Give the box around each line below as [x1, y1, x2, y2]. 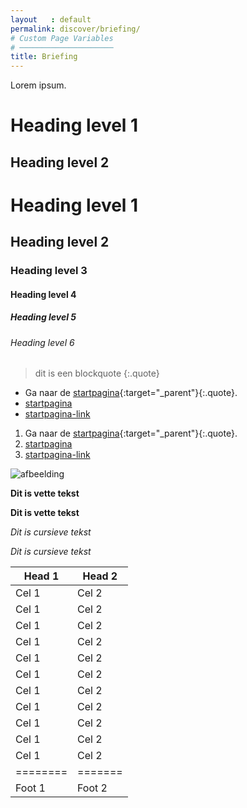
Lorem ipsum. [10, 79, 67, 91]
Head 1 [23, 569, 60, 583]
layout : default [10, 14, 92, 25]
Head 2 [82, 569, 118, 583]
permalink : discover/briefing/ [10, 24, 141, 34]
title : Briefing [10, 52, 78, 62]
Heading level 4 [10, 288, 77, 300]
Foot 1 [15, 781, 46, 795]
